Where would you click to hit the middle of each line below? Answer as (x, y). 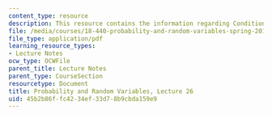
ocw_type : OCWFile (39, 62)
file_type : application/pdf (56, 38)
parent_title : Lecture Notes (57, 69)
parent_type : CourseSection (56, 76)
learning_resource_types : (52, 46)
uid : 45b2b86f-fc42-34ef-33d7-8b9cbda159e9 (83, 99)
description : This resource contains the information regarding (119, 23)
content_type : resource (49, 16)
